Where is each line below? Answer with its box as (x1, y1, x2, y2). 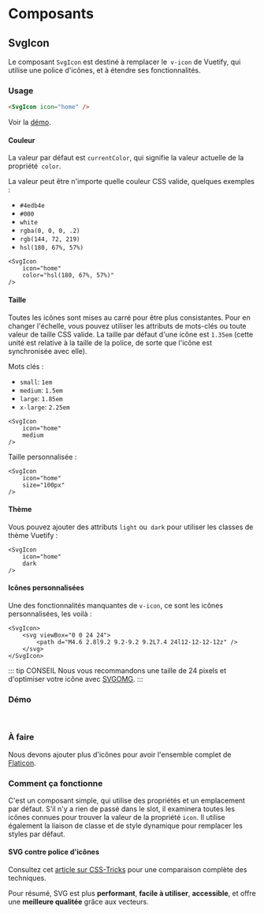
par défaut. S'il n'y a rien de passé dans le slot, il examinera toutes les (8, 803, 235, 814)
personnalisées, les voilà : (8, 609, 92, 619)
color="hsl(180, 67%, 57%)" (22, 272, 114, 280)
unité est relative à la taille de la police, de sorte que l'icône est (8, 337, 213, 348)
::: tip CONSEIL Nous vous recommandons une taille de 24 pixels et (8, 665, 227, 675)
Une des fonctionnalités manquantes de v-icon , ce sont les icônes (8, 600, 223, 610)
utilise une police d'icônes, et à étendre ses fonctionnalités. (8, 66, 201, 75)
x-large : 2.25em (19, 402, 70, 412)
